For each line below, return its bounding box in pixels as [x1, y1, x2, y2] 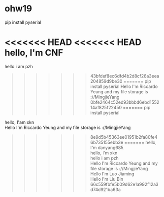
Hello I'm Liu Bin [90, 176, 124, 182]
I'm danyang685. [90, 144, 125, 151]
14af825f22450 [90, 104, 122, 110]
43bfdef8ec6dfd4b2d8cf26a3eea [90, 73, 160, 79]
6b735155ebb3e [90, 139, 124, 145]
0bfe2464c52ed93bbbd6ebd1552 [90, 99, 160, 105]
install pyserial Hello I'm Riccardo [90, 83, 158, 89]
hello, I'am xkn [4, 119, 34, 125]
